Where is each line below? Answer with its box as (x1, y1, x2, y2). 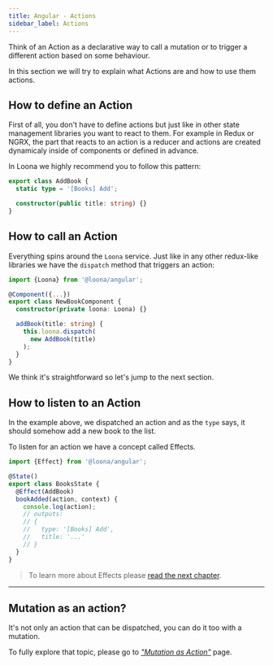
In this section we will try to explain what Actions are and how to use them (8, 66, 257, 76)
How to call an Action (8, 229, 118, 244)
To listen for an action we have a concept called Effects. (8, 442, 197, 452)
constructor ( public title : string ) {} (15, 200, 148, 208)
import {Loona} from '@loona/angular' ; (8, 276, 144, 284)
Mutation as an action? (8, 601, 127, 615)
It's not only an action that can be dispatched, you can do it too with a (8, 623, 242, 632)
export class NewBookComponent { (8, 298, 122, 306)
